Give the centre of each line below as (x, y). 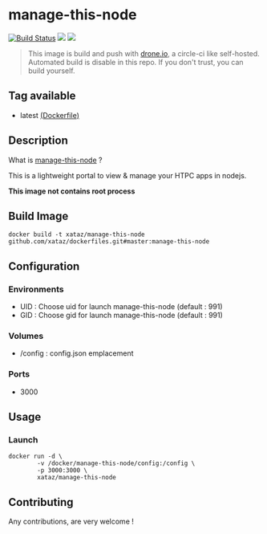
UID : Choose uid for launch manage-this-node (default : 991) (121, 307)
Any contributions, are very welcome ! (71, 522)
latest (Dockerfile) (50, 115)
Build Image (38, 216)
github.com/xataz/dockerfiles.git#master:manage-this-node (109, 242)
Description (38, 141)
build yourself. (51, 71)
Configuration (44, 266)
